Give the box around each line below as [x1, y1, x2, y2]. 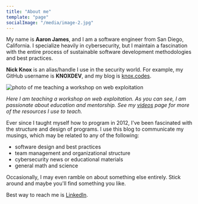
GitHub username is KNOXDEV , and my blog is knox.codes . [6, 72, 152, 80]
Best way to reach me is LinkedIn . [6, 192, 89, 199]
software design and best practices [14, 143, 102, 151]
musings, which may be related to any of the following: [6, 132, 139, 139]
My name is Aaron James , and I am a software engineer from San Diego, [6, 36, 184, 43]
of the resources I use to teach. [6, 108, 83, 115]
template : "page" [6, 14, 49, 20]
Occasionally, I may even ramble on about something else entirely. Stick [6, 174, 181, 181]
